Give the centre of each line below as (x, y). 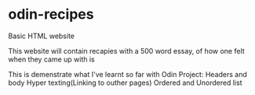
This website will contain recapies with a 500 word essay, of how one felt (126, 51)
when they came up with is (52, 59)
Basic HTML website (42, 36)
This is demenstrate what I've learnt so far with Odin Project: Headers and (127, 74)
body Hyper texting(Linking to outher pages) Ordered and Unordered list (125, 83)
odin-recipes (51, 14)
